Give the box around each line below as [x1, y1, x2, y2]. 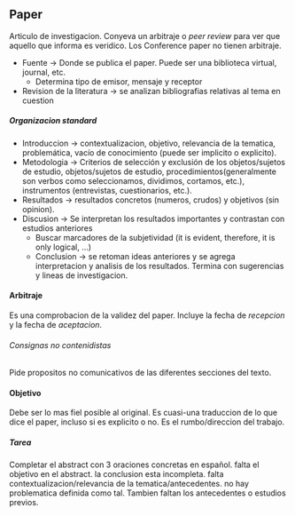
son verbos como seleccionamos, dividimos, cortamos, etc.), [21, 175, 245, 186]
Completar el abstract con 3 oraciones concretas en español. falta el [9, 459, 260, 470]
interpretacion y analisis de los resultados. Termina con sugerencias [35, 260, 284, 271]
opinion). [21, 203, 55, 214]
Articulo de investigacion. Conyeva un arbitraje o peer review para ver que [9, 30, 281, 41]
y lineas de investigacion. [35, 270, 128, 281]
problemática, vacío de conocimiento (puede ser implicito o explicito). [21, 147, 277, 158]
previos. [9, 497, 39, 508]
